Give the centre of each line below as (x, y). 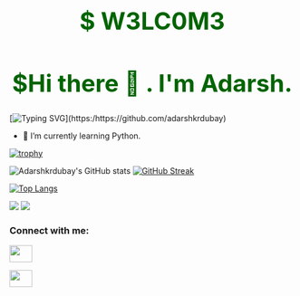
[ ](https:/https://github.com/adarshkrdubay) (118, 118)
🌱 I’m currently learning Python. (82, 136)
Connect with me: (49, 230)
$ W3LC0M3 (152, 20)
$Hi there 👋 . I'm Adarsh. (152, 83)
